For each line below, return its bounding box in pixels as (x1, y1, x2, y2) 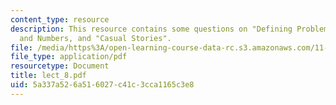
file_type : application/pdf (10, 52, 128, 62)
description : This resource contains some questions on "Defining (10, 24, 293, 34)
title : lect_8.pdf (10, 71, 87, 81)
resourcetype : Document (10, 61, 110, 71)
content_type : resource (10, 14, 110, 25)
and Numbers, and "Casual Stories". (19, 33, 172, 43)
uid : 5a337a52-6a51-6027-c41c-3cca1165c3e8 (10, 80, 195, 90)
